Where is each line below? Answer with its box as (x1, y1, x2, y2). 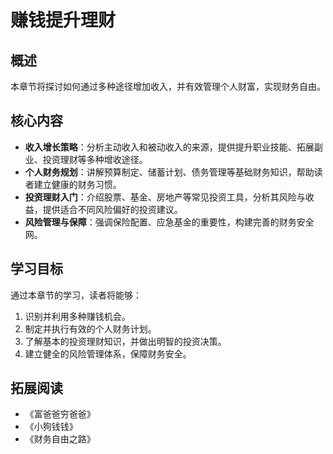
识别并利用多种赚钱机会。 (24, 310, 131, 322)
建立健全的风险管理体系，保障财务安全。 (24, 347, 192, 360)
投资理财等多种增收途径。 (42, 153, 148, 165)
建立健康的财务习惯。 (33, 178, 122, 190)
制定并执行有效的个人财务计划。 (24, 322, 157, 335)
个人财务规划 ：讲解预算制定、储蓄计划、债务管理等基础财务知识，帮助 (24, 166, 315, 178)
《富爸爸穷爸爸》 (24, 408, 96, 420)
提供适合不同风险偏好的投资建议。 (42, 203, 183, 215)
